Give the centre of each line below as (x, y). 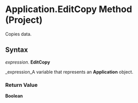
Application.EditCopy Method (69, 9)
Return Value (21, 85)
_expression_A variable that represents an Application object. (69, 72)
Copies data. (18, 34)
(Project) (24, 20)
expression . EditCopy (28, 62)
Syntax (17, 50)
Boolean (14, 96)
